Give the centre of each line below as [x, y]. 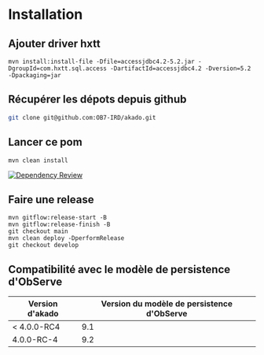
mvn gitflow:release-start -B [58, 218]
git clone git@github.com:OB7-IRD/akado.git [82, 117]
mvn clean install [38, 160]
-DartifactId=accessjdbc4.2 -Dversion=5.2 [180, 68]
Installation [46, 15]
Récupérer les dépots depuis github [97, 100]
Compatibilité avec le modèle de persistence [119, 269]
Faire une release [51, 200]
